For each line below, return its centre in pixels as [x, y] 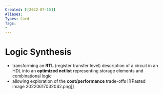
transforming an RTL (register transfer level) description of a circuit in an [85, 66]
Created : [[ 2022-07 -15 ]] [30, 10]
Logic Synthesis [38, 52]
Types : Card [17, 19]
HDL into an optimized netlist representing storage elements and [78, 71]
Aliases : [14, 14]
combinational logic [32, 76]
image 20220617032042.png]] [43, 87]
